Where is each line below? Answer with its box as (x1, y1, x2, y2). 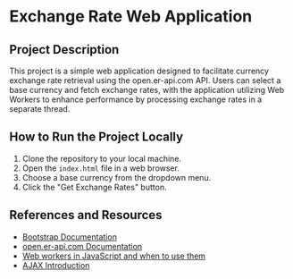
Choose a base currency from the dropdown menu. (21, 172, 212, 182)
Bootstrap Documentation (21, 231, 118, 242)
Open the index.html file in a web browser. (21, 163, 180, 173)
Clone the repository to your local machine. (21, 153, 181, 164)
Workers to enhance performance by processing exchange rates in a (9, 94, 263, 105)
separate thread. (9, 104, 71, 114)
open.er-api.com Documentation (21, 241, 143, 251)
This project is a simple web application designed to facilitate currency (9, 65, 270, 76)
